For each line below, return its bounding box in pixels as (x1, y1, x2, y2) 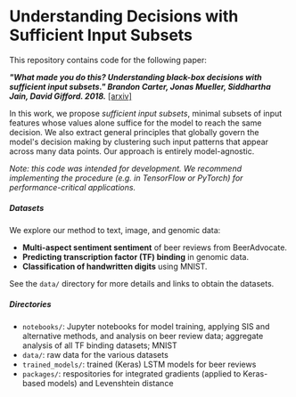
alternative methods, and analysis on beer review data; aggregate (21, 330, 264, 341)
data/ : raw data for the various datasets (21, 349, 169, 360)
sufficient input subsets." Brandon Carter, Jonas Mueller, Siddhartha (9, 81, 272, 92)
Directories (9, 298, 52, 309)
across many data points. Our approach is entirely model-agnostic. (9, 145, 255, 157)
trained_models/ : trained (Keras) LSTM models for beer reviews (21, 359, 257, 369)
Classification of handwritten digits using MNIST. (21, 261, 208, 271)
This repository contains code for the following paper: (9, 54, 208, 65)
